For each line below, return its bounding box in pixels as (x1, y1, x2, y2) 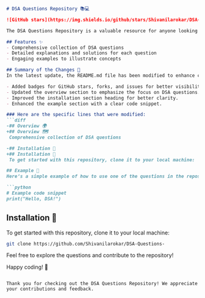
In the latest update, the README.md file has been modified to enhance (6, 73, 195, 79)
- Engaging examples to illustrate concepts (6, 56, 121, 62)
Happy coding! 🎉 (6, 263, 49, 271)
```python (6, 184, 32, 191)
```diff (6, 117, 26, 123)
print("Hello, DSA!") (6, 195, 62, 202)
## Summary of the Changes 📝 (6, 67, 81, 73)
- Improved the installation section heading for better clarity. (6, 95, 179, 101)
